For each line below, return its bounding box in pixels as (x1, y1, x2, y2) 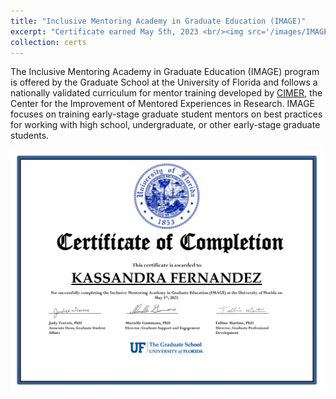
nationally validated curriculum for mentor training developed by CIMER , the (10, 87, 323, 99)
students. (10, 130, 50, 142)
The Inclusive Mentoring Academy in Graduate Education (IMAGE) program (10, 66, 320, 78)
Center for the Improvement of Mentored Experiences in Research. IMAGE (10, 98, 316, 110)
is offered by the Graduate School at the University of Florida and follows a (10, 76, 318, 89)
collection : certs (10, 37, 87, 47)
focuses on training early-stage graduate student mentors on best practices (10, 108, 323, 120)
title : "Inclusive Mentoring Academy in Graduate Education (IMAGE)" (10, 16, 307, 26)
